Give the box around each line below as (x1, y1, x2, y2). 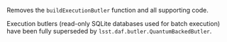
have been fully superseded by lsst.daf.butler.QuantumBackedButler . (6, 27, 212, 35)
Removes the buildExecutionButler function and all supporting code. (6, 6, 209, 14)
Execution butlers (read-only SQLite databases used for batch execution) (6, 20, 221, 27)
